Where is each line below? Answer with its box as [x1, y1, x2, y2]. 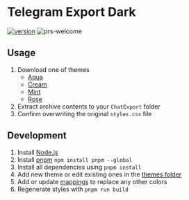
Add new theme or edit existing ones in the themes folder [17, 170, 182, 179]
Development [7, 129, 67, 142]
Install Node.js [17, 148, 58, 156]
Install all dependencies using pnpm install [17, 163, 142, 171]
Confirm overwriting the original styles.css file [17, 109, 152, 118]
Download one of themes [17, 65, 90, 73]
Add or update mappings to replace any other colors [17, 177, 167, 185]
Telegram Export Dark [7, 4, 137, 20]
